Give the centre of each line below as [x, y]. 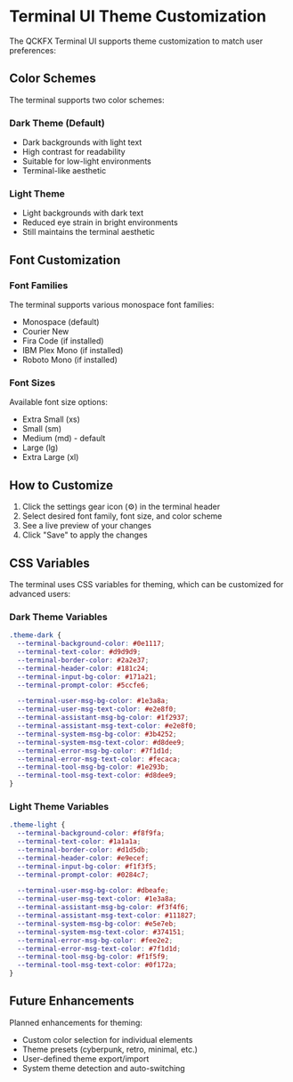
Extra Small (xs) [51, 419]
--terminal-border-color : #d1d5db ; [83, 850]
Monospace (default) [61, 322]
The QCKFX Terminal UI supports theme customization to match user [136, 41]
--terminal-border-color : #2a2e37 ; [83, 660]
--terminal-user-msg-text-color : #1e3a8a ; [97, 899]
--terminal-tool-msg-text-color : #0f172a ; [97, 965]
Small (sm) [42, 429]
